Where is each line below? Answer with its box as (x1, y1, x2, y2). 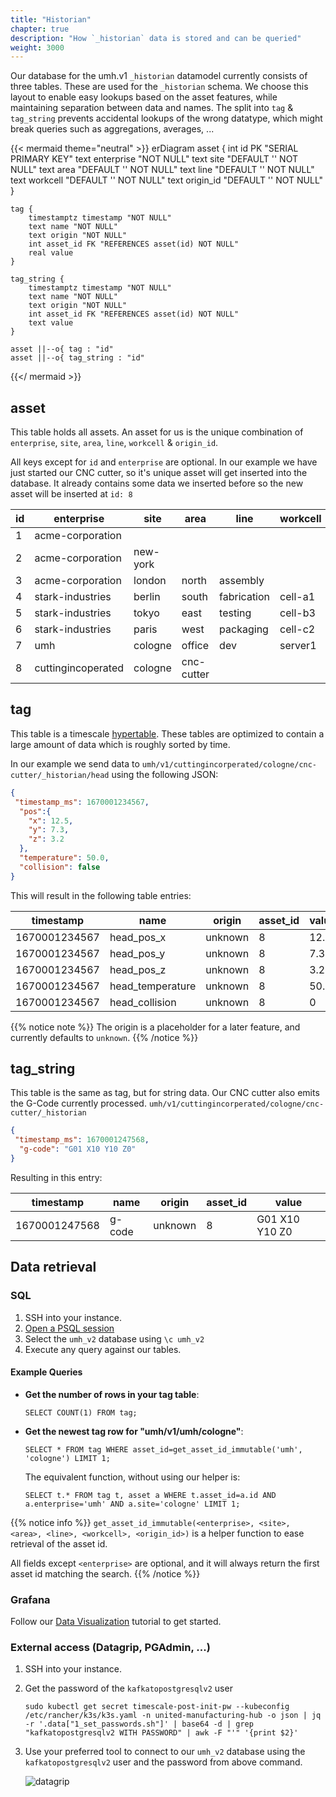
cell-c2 (279, 622, 316, 636)
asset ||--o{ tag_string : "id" (10, 353, 145, 363)
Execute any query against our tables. (24, 1343, 182, 1355)
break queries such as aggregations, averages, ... (10, 123, 215, 135)
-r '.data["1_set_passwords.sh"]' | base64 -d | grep (24, 1719, 254, 1730)
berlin (133, 590, 161, 604)
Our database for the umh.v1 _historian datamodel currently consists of (10, 70, 308, 82)
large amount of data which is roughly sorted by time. (10, 738, 231, 750)
